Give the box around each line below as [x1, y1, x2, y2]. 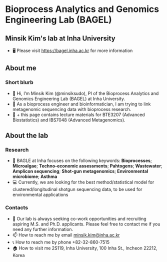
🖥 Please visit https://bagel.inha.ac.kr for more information [12, 47, 133, 53]
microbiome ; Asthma [12, 173, 57, 179]
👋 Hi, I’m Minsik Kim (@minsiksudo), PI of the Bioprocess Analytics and [12, 90, 159, 96]
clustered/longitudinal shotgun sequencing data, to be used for [12, 186, 142, 192]
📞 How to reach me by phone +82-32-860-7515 [12, 239, 110, 245]
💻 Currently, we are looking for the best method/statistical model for [12, 179, 154, 185]
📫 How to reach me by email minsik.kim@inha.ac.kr [12, 231, 120, 238]
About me [5, 64, 36, 72]
